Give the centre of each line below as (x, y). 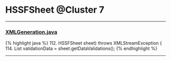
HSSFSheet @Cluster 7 (55, 10)
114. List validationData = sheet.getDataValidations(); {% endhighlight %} (81, 49)
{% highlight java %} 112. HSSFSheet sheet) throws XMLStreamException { (83, 43)
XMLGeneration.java (31, 32)
